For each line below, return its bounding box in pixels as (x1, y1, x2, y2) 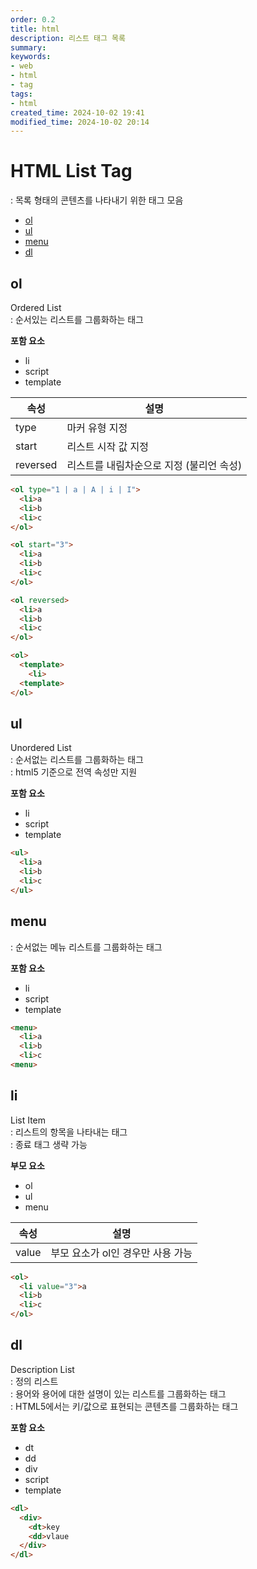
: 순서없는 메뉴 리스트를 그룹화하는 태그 (10, 941, 163, 953)
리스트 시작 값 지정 (66, 440, 150, 453)
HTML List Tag (10, 160, 133, 183)
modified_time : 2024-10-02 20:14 (10, 117, 150, 127)
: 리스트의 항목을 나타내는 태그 (10, 1126, 128, 1138)
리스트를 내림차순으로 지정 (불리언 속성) (66, 459, 243, 472)
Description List (10, 1363, 75, 1375)
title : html (10, 24, 60, 34)
